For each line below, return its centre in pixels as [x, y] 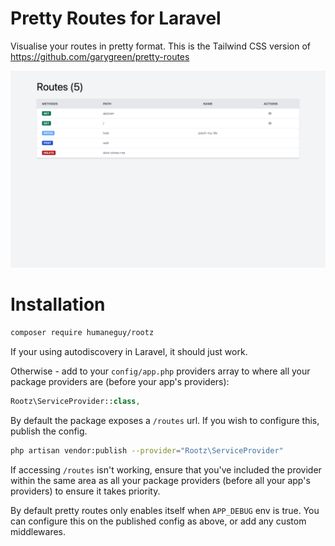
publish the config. [49, 431]
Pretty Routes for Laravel [116, 18]
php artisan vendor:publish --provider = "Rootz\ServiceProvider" [147, 450]
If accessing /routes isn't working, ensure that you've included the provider [166, 469]
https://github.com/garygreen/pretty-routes [100, 56]
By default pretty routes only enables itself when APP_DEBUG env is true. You [165, 510]
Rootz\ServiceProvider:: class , [75, 401]
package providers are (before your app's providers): [120, 381]
